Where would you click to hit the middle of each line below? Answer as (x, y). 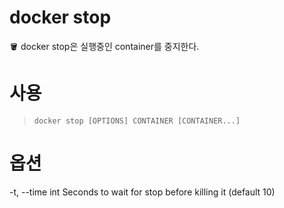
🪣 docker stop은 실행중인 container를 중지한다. (104, 46)
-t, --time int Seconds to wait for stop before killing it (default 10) (142, 192)
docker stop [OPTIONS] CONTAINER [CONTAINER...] (137, 121)
